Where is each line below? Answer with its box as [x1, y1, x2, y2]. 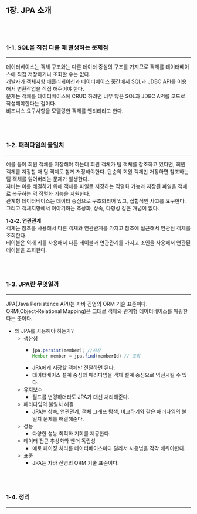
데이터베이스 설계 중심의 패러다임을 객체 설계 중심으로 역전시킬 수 [32, 372, 181, 379]
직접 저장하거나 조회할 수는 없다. [16, 71, 91, 78]
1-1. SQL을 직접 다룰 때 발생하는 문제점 [6, 43, 108, 52]
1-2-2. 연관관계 [6, 217, 42, 224]
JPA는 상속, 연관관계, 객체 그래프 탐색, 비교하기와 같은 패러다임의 [32, 408, 181, 415]
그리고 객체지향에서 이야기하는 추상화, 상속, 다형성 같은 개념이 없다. [6, 205, 159, 212]
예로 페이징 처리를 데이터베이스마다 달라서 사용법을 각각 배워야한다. [32, 445, 186, 452]
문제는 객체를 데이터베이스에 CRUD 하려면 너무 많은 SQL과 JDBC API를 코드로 [6, 93, 186, 100]
